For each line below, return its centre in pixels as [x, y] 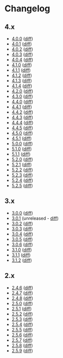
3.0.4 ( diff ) [22, 234]
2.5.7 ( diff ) [22, 340]
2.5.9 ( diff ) [22, 351]
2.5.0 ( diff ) [22, 303]
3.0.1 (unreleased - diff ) [35, 218]
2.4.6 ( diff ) [22, 287]
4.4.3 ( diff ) [22, 117]
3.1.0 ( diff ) [22, 249]
